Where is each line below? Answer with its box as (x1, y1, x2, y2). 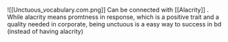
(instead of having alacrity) (7, 27, 84, 35)
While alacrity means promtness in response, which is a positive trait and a (7, 13, 219, 21)
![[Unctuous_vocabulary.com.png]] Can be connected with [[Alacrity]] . (7, 6, 209, 14)
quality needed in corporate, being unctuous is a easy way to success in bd (7, 20, 222, 28)
